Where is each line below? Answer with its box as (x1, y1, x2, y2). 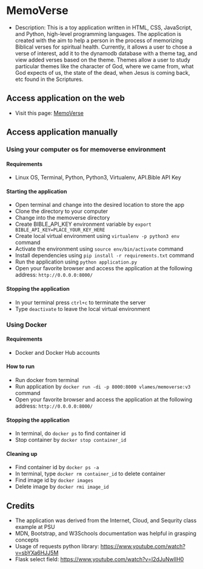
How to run (6, 363, 35, 370)
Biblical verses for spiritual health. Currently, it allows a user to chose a (15, 43, 193, 51)
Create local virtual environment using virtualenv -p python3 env (15, 232, 180, 240)
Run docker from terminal (15, 377, 79, 383)
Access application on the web (6, 93, 125, 103)
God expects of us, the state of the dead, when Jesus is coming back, (15, 69, 190, 76)
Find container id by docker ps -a (15, 464, 99, 471)
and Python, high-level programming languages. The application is (15, 30, 182, 37)
